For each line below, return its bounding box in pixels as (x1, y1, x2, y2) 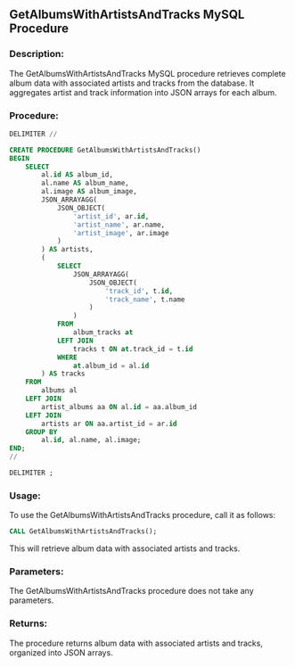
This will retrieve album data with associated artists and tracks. (9, 543, 241, 554)
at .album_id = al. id (72, 361, 150, 370)
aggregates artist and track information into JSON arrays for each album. (9, 86, 278, 97)
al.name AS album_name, (41, 178, 129, 188)
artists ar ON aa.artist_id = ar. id (41, 419, 177, 428)
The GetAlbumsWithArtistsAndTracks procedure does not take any (9, 586, 254, 597)
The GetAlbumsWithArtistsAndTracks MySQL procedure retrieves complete (9, 68, 287, 78)
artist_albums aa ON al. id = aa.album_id (41, 402, 198, 411)
